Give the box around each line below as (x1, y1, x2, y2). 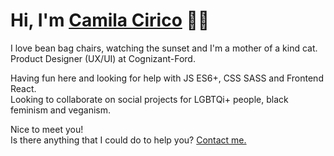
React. (10, 82, 37, 94)
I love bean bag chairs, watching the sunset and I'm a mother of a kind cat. (10, 42, 318, 54)
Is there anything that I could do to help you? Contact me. (10, 134, 247, 146)
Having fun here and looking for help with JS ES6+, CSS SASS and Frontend (10, 72, 324, 84)
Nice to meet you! (10, 123, 84, 135)
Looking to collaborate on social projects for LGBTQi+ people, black (10, 93, 289, 105)
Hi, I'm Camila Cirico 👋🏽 (10, 9, 210, 32)
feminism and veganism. (10, 104, 112, 116)
